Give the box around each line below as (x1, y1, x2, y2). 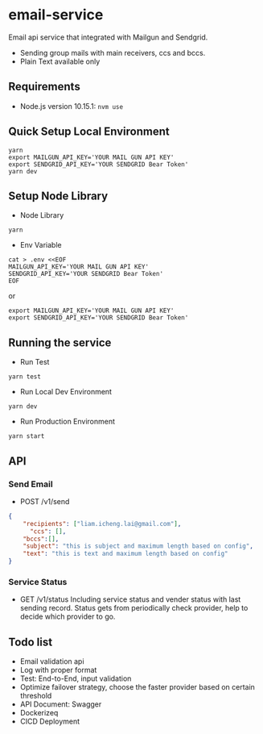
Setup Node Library (8, 189, 109, 202)
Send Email (8, 478, 54, 490)
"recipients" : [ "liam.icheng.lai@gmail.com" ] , (23, 519, 182, 528)
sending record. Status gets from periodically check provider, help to (19, 603, 249, 613)
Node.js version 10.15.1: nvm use (19, 101, 123, 111)
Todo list (8, 635, 53, 649)
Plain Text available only (19, 56, 101, 66)
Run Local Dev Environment (19, 387, 113, 397)
